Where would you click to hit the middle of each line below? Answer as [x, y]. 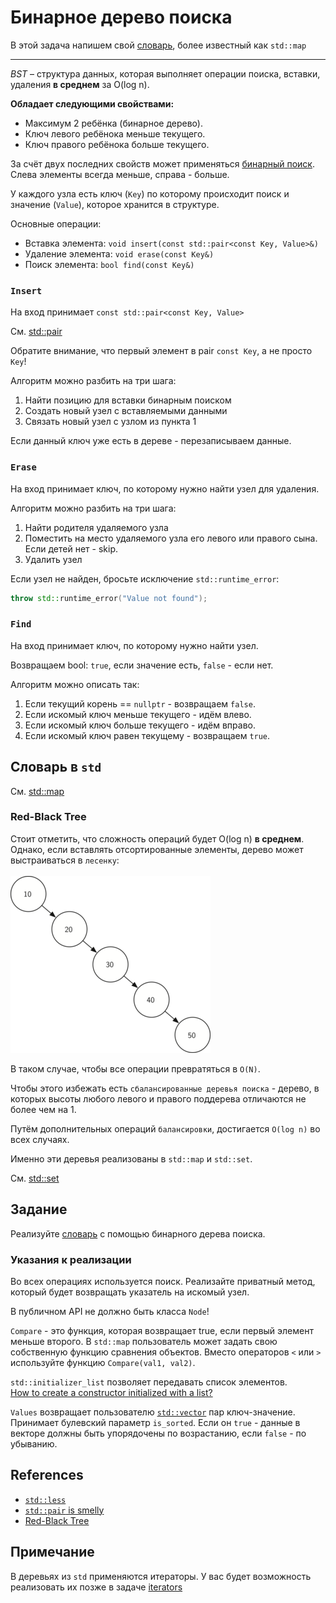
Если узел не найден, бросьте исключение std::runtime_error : [145, 578]
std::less [45, 1500]
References [47, 1475]
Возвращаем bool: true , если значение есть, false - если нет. [142, 665]
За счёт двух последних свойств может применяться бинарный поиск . [162, 163]
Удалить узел [53, 559]
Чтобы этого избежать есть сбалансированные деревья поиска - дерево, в [165, 1088]
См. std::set [35, 1178]
